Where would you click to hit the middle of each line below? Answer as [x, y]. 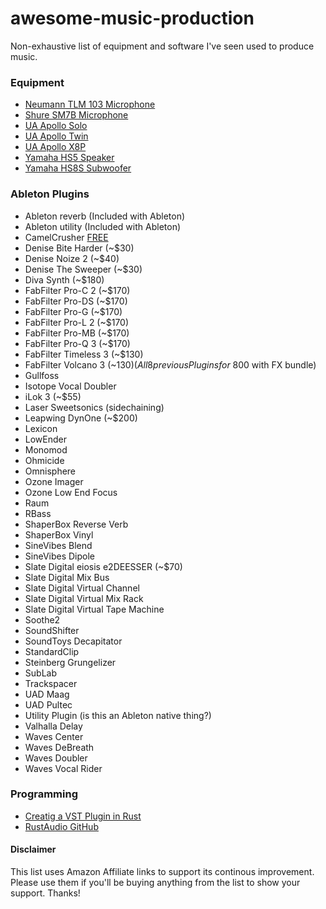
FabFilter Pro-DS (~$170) [76, 301]
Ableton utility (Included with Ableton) [103, 226]
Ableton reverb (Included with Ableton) [105, 216]
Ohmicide [44, 460]
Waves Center [54, 736]
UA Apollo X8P [55, 147]
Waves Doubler [56, 758]
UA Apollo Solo [56, 126]
